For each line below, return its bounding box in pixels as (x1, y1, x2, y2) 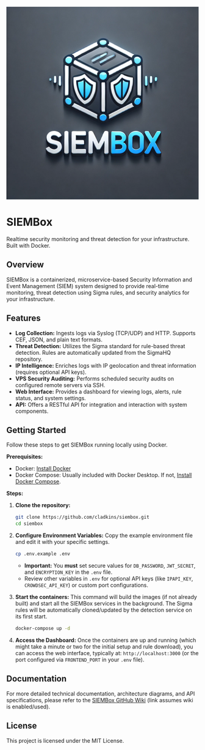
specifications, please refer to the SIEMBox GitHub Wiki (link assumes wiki (6, 696, 193, 704)
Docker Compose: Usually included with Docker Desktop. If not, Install (15, 472, 192, 479)
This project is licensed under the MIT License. (6, 737, 124, 744)
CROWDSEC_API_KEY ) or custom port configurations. (24, 582, 148, 588)
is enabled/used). (6, 703, 51, 710)
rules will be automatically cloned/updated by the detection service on (15, 606, 192, 614)
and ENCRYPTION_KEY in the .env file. (24, 568, 113, 576)
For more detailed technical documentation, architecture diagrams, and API (6, 689, 195, 697)
